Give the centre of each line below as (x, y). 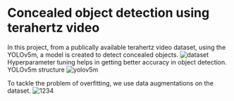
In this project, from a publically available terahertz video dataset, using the (117, 47)
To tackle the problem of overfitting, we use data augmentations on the (110, 83)
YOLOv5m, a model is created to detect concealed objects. (93, 55)
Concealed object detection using (109, 13)
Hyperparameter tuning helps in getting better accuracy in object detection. (117, 62)
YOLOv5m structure (36, 69)
